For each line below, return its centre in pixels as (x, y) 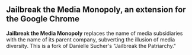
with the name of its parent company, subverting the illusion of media (91, 39)
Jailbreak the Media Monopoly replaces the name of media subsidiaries (95, 33)
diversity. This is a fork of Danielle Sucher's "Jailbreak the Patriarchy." (91, 46)
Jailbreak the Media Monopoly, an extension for (96, 10)
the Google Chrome (43, 19)
